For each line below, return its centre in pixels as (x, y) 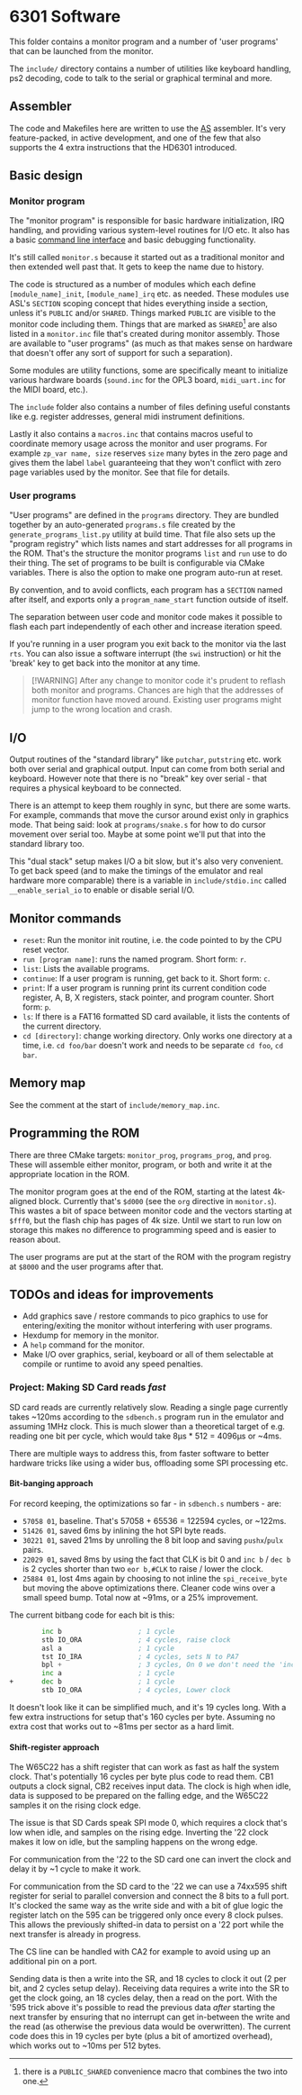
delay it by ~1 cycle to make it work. (75, 1869)
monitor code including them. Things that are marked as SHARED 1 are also (143, 323)
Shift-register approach (54, 1747)
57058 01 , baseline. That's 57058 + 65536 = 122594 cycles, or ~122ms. (154, 1520)
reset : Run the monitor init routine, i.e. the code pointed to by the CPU (152, 940)
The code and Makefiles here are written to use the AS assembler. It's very (147, 128)
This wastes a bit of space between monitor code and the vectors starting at (151, 1211)
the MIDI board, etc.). (49, 390)
